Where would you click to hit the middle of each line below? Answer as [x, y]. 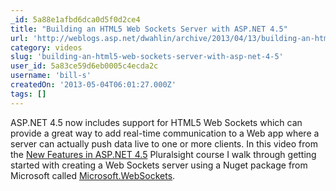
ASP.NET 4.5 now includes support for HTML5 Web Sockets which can [156, 122]
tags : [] [28, 94]
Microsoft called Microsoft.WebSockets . [93, 175]
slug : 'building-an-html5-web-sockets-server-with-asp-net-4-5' [147, 57]
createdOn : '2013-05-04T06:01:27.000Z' [93, 85]
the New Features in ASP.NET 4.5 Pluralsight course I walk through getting [163, 154]
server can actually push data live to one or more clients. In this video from [164, 143]
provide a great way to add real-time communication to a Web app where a [165, 133]
